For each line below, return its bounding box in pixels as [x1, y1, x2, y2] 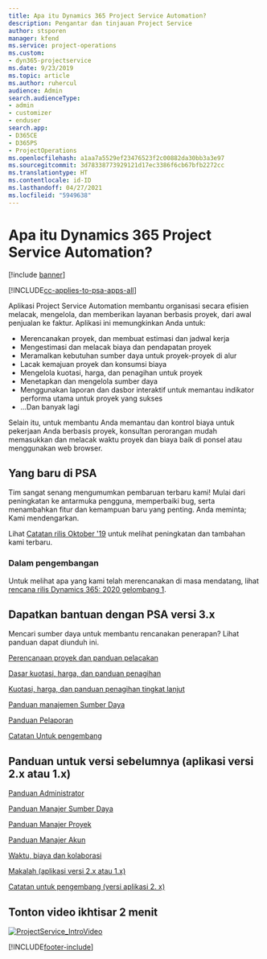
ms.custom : [8, 49, 45, 57]
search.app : [8, 124, 48, 132]
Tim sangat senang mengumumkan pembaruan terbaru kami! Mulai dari [8, 488, 245, 497]
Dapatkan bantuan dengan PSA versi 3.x [8, 608, 216, 622]
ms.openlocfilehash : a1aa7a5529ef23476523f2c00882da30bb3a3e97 [8, 154, 225, 162]
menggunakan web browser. [8, 443, 103, 453]
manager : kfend [8, 34, 60, 43]
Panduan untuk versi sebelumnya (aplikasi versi [8, 754, 254, 768]
